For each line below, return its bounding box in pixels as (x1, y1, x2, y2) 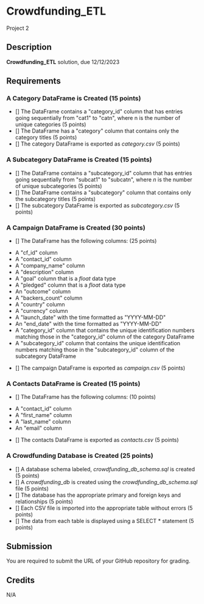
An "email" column (15, 424, 63, 432)
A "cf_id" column (15, 249, 58, 256)
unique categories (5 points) (15, 121, 86, 128)
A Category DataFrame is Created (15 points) (6, 94, 141, 103)
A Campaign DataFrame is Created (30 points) (6, 223, 146, 232)
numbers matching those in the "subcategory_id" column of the (15, 346, 175, 354)
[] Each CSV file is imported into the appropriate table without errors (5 (15, 504, 193, 511)
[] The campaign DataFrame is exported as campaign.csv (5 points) (15, 364, 186, 372)
